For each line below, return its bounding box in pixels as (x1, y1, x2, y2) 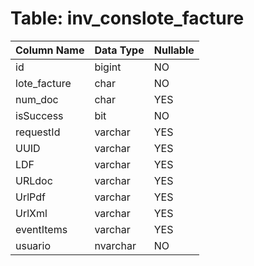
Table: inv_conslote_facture (10, 7, 245, 30)
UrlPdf (15, 190, 46, 204)
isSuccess (15, 108, 64, 122)
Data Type (94, 43, 145, 57)
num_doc (15, 92, 59, 106)
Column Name (15, 43, 85, 57)
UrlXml (15, 206, 48, 220)
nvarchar (94, 238, 137, 252)
